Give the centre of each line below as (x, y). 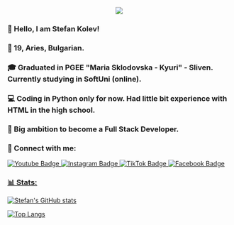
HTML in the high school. (51, 110)
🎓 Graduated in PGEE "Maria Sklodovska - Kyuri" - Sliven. (110, 67)
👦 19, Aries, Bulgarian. (46, 48)
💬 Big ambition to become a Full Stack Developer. (93, 129)
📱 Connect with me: (42, 148)
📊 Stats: (22, 182)
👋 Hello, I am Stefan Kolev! (54, 28)
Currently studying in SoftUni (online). (74, 79)
